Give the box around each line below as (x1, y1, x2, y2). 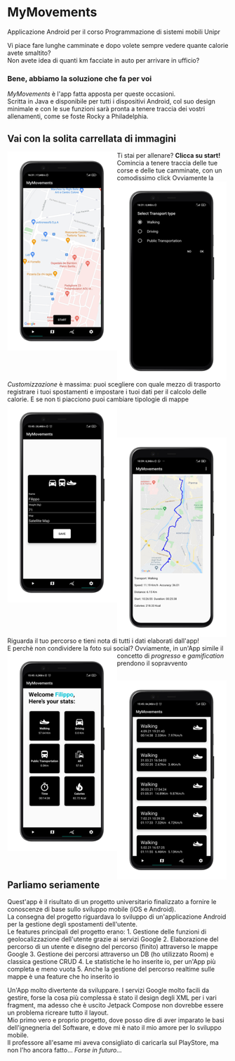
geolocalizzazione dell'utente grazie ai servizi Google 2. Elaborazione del (7, 935, 219, 943)
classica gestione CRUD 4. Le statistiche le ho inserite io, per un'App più (7, 958, 216, 966)
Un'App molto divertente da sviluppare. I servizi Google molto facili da (7, 986, 209, 995)
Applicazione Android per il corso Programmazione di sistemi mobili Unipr (7, 27, 221, 36)
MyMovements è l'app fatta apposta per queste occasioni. (7, 89, 176, 99)
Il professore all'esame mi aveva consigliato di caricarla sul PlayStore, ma (7, 1038, 219, 1047)
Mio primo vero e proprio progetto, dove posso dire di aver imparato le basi (7, 1016, 224, 1024)
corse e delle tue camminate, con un (116, 166, 222, 175)
